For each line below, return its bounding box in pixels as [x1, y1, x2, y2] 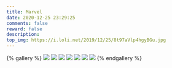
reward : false [6, 25, 43, 32]
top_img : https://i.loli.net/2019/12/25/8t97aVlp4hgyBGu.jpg [6, 37, 166, 43]
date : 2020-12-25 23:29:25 [6, 15, 76, 21]
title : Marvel [6, 8, 43, 15]
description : [6, 32, 40, 38]
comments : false [6, 20, 48, 26]
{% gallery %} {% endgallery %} [6, 55, 143, 61]
